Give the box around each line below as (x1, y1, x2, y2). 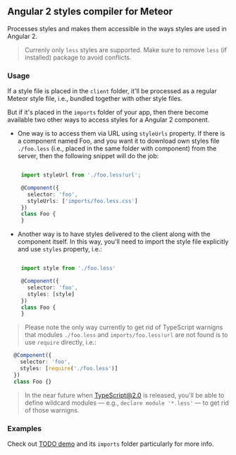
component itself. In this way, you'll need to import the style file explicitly (17, 237, 229, 246)
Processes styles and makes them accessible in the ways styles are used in (7, 24, 227, 32)
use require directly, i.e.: (24, 338, 97, 347)
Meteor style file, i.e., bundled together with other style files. (7, 95, 183, 103)
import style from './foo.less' (20, 265, 116, 272)
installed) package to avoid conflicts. (24, 53, 132, 61)
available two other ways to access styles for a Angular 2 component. (7, 116, 210, 124)
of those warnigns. (24, 406, 80, 414)
